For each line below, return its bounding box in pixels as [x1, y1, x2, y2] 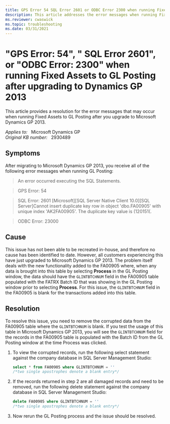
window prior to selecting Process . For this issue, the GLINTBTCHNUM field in [5, 284, 160, 290]
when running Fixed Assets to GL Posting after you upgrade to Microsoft [5, 114, 156, 120]
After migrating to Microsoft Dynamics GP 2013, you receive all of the [5, 162, 150, 168]
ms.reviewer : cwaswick [5, 17, 53, 22]
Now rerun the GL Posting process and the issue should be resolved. [12, 413, 156, 419]
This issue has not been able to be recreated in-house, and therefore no [5, 246, 155, 252]
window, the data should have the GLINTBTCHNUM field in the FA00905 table [5, 273, 159, 280]
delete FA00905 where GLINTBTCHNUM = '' [12, 399, 99, 404]
